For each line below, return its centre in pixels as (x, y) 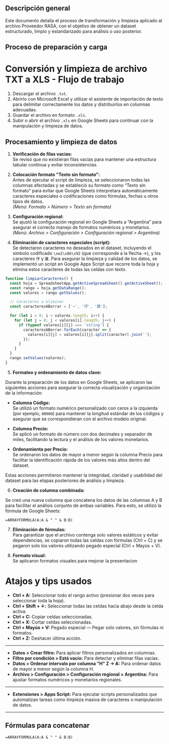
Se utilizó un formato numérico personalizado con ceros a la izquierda (85, 408)
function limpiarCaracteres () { (39, 278)
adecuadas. (25, 110)
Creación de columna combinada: (49, 490)
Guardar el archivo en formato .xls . (49, 115)
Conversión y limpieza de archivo (76, 69)
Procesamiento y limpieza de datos (61, 142)
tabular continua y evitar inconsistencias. (55, 164)
